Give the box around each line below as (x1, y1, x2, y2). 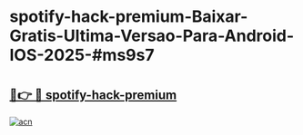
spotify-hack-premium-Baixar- (9, 6, 248, 27)
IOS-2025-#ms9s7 (9, 45, 155, 65)
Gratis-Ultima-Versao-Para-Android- (9, 25, 295, 46)
